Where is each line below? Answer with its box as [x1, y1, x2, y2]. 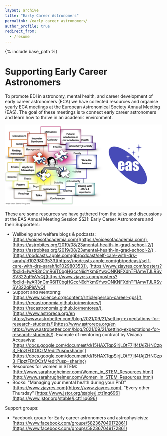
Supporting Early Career [5, 66, 108, 77]
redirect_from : [5, 29, 37, 34]
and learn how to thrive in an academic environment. [5, 114, 113, 120]
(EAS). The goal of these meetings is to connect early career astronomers [5, 109, 157, 115]
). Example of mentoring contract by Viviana [52, 331, 142, 337]
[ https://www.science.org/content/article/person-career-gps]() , [12, 294, 143, 300]
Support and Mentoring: [12, 289, 62, 295]
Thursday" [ [12, 390, 37, 396]
